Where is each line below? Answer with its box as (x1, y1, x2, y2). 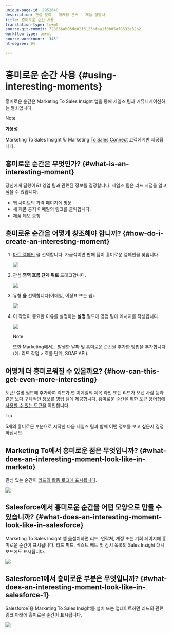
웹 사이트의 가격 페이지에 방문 (12, 199, 72, 206)
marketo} (5, 463, 36, 471)
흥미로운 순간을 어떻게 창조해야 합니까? (5, 228, 122, 237)
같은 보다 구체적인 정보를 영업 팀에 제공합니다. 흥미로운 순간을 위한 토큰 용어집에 (5, 396, 166, 402)
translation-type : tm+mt (5, 22, 59, 27)
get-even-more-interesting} (5, 375, 98, 384)
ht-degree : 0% (5, 41, 36, 46)
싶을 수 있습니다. (5, 188, 39, 195)
